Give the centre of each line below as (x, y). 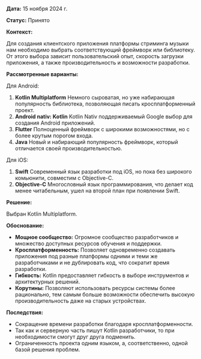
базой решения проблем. (47, 349)
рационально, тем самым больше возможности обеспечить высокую (105, 294)
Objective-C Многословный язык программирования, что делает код (104, 184)
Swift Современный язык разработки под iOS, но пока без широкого (103, 171)
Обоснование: (25, 225)
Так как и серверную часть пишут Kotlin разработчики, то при (95, 330)
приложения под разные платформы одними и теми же (86, 256)
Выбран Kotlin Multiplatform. (42, 214)
